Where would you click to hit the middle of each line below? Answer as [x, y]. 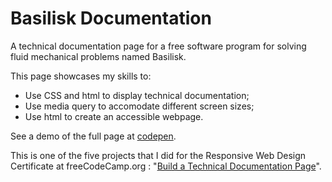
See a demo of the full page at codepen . [93, 136]
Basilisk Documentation [111, 18]
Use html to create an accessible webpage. [114, 116]
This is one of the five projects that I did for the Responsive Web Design [158, 155]
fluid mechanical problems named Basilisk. [98, 56]
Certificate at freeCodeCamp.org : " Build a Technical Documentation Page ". [166, 166]
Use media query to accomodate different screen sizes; [139, 106]
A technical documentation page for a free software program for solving [158, 46]
